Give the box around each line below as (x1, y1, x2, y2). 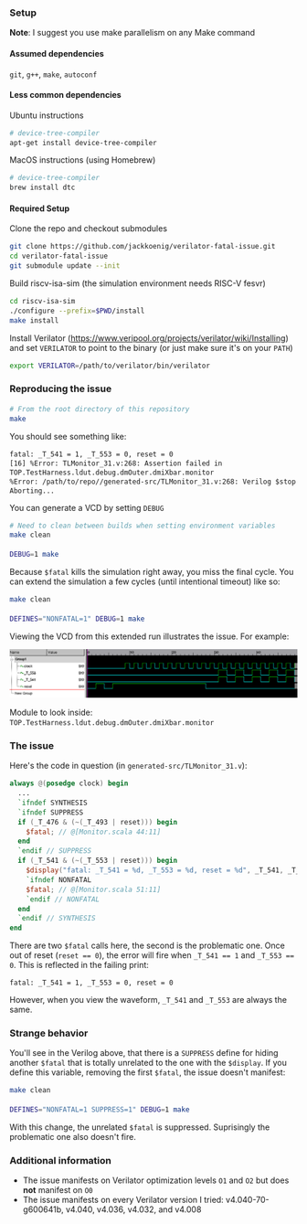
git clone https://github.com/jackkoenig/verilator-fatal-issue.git (9, 242, 276, 251)
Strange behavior (9, 1027, 89, 1039)
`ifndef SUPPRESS (17, 807, 84, 817)
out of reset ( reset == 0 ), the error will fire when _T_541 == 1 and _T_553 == (9, 950, 295, 961)
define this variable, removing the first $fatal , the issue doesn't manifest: (9, 1067, 286, 1078)
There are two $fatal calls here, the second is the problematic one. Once (9, 940, 285, 952)
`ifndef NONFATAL (26, 875, 92, 884)
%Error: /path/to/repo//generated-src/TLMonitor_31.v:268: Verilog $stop (9, 477, 297, 486)
